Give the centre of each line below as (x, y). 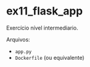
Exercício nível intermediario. (42, 28)
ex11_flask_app (45, 11)
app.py (23, 52)
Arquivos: (18, 39)
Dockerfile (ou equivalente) (50, 57)
